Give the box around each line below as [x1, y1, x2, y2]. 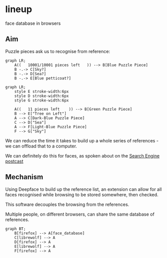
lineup [5, 4, 32, 15]
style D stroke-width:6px [14, 93, 69, 98]
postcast [5, 158, 24, 164]
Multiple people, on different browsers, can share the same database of [5, 211, 155, 217]
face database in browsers [5, 20, 61, 26]
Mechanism [5, 173, 44, 181]
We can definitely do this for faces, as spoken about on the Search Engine [5, 152, 160, 159]
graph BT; [5, 226, 26, 231]
